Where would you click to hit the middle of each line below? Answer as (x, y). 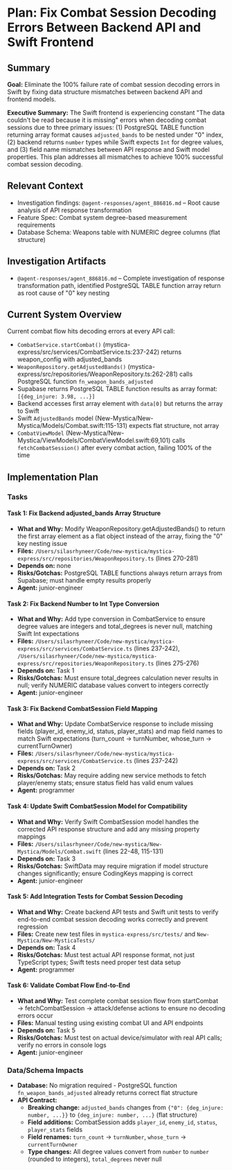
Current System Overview (65, 315)
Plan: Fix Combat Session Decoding (112, 13)
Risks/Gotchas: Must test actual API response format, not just (106, 954)
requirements (36, 225)
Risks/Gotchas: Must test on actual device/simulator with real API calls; (119, 1038)
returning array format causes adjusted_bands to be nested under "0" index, (115, 135)
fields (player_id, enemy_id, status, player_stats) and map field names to (120, 731)
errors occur (35, 1015)
